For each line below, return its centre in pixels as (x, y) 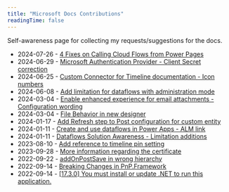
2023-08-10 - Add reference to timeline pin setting (91, 143)
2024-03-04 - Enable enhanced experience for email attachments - (116, 98)
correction (32, 69)
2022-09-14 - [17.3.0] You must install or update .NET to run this (110, 174)
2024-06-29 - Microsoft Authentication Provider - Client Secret (109, 61)
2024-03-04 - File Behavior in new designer (81, 114)
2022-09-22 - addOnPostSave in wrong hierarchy (90, 158)
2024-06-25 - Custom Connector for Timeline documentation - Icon (116, 76)
